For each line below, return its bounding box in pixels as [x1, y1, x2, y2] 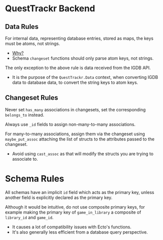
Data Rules [5, 23, 39, 31]
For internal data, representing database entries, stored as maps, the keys [5, 35, 154, 41]
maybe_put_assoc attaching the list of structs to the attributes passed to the [5, 136, 155, 142]
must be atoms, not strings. [5, 41, 60, 47]
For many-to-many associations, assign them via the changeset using [5, 131, 145, 137]
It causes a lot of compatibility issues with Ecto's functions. [12, 224, 132, 230]
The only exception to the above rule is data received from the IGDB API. [5, 65, 151, 71]
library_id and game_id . [5, 214, 54, 220]
